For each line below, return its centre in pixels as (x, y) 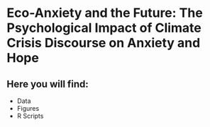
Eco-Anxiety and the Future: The (105, 13)
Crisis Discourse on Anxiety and (104, 43)
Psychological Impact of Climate (104, 28)
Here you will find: (48, 84)
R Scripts (30, 116)
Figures (28, 108)
